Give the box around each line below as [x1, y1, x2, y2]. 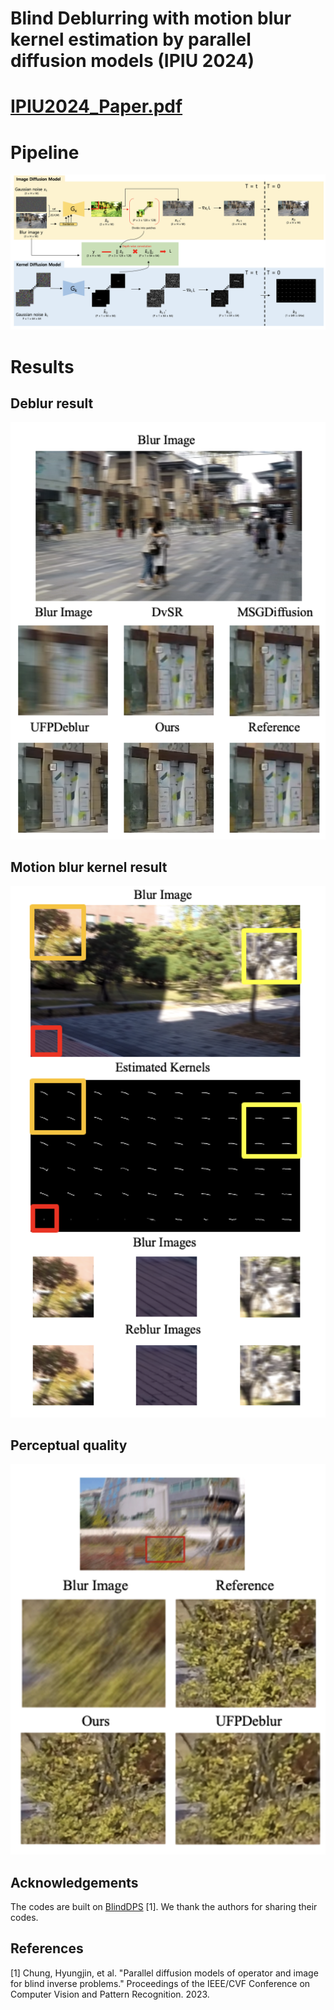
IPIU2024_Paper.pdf [10, 95, 183, 118]
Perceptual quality [10, 1437, 128, 1454]
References [10, 1940, 84, 1957]
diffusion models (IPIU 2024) [10, 50, 255, 72]
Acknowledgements [10, 1874, 139, 1891]
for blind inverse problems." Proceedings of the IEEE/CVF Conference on [10, 1977, 311, 1989]
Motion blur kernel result [10, 858, 168, 876]
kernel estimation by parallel [10, 28, 252, 51]
